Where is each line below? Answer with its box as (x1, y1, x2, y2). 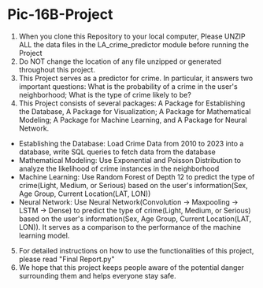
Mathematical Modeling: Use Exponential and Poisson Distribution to (18, 155, 242, 164)
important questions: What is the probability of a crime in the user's (18, 81, 238, 91)
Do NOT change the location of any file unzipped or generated (18, 57, 222, 66)
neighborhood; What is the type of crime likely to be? (18, 90, 192, 99)
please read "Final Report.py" (18, 254, 115, 264)
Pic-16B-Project (7, 6, 113, 24)
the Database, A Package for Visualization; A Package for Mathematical (18, 106, 251, 116)
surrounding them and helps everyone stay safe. (18, 271, 176, 280)
